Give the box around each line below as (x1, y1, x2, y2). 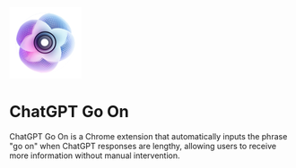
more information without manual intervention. (9, 150, 181, 161)
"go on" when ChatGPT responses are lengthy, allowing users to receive (9, 140, 276, 151)
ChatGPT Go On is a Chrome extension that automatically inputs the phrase (9, 130, 288, 141)
